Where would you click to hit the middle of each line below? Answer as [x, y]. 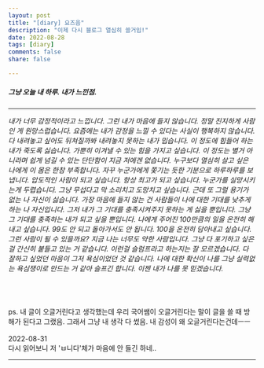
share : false [29, 60]
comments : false [35, 52]
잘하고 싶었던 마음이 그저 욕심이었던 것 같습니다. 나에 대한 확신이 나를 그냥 [121, 258]
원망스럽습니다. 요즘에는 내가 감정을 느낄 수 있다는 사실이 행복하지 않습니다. [140, 131]
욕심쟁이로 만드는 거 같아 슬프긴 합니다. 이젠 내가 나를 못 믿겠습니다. [120, 268]
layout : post [29, 15]
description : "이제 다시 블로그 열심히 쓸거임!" [79, 30]
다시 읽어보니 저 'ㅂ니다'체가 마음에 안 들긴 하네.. [82, 348]
